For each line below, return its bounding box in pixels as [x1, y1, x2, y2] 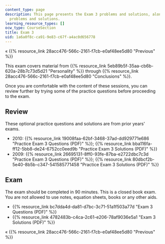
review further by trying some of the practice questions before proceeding [5, 88, 156, 94]
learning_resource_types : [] [5, 21, 65, 26]
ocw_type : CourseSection [5, 26, 56, 30]
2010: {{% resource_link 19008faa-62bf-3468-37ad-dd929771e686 [12, 135, 149, 141]
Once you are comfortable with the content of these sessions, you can [5, 83, 148, 89]
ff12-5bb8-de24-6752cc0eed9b [12, 146, 78, 152]
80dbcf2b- [132, 156, 155, 162]
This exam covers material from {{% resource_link [5, 62, 107, 69]
